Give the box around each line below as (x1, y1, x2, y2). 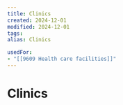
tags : (7, 29, 23, 37)
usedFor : (7, 49, 33, 56)
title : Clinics (7, 10, 51, 17)
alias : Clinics (7, 36, 51, 43)
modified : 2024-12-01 (7, 23, 70, 30)
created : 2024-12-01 (7, 17, 67, 24)
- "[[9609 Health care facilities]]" (7, 55, 117, 63)
